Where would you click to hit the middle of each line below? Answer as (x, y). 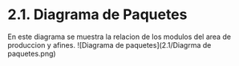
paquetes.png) (32, 53)
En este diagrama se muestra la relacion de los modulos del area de (119, 37)
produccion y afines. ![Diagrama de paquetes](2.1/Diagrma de (109, 45)
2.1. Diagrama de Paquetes (97, 15)
